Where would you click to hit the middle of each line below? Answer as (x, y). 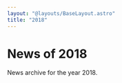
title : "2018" (28, 20)
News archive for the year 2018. (52, 73)
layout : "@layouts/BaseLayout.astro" (61, 13)
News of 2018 (47, 54)
